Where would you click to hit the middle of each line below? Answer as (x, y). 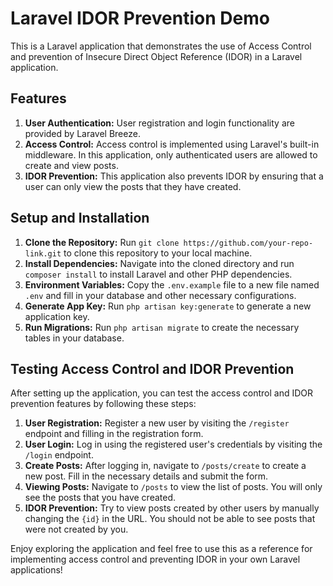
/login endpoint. (59, 455)
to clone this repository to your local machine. (158, 253)
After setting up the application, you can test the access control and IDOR (162, 393)
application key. (57, 316)
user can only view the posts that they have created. (133, 186)
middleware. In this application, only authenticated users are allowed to (171, 154)
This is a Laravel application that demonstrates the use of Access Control (161, 46)
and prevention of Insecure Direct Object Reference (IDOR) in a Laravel (156, 56)
